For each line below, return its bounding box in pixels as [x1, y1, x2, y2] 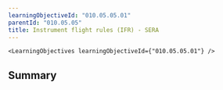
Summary [8, 68, 57, 82]
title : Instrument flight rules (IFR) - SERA [8, 26, 159, 34]
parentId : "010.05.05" [8, 19, 82, 27]
